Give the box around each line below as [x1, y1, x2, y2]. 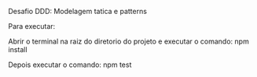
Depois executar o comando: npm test [8, 60, 132, 69]
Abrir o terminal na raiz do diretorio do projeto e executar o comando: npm [8, 37, 249, 46]
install [8, 45, 28, 54]
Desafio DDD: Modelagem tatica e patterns [8, 7, 148, 16]
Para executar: [8, 22, 56, 30]
